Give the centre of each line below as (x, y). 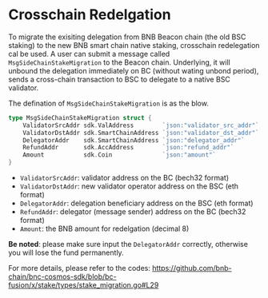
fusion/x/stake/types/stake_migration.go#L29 (84, 285)
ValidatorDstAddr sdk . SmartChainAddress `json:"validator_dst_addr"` (141, 133)
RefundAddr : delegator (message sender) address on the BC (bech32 (133, 212)
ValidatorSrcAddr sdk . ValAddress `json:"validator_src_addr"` (141, 125)
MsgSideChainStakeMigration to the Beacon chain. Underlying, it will (119, 62)
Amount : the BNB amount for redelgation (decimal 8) (104, 228)
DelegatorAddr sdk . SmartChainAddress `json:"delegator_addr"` (134, 140)
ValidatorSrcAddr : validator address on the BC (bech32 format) (124, 178)
